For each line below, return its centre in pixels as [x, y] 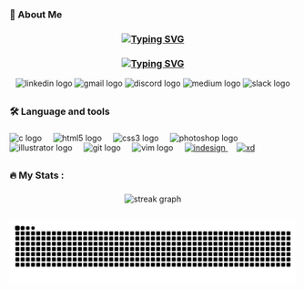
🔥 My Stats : [37, 175]
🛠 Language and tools [60, 111]
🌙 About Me [36, 15]
